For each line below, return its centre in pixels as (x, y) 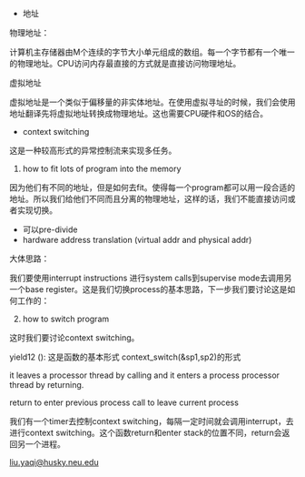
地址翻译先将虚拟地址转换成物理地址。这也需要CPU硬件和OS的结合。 (139, 113)
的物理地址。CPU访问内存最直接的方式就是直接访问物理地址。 (125, 63)
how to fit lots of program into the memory (102, 168)
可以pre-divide (50, 229)
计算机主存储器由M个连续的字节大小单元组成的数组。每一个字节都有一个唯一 (152, 52)
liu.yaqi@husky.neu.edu (54, 462)
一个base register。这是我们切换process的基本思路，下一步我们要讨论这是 (148, 289)
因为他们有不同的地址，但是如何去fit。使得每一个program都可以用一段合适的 (152, 188)
